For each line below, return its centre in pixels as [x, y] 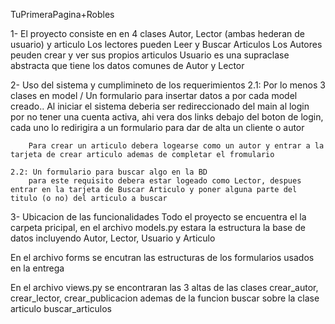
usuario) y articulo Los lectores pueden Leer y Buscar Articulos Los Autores [166, 44]
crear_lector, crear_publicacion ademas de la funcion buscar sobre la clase [165, 298]
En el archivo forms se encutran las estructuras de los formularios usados [162, 257]
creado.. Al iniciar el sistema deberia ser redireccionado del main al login [160, 106]
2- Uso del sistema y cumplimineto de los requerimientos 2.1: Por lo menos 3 [168, 85]
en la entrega [37, 268]
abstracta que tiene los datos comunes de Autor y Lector [127, 65]
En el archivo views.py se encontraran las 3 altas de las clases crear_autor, [164, 287]
